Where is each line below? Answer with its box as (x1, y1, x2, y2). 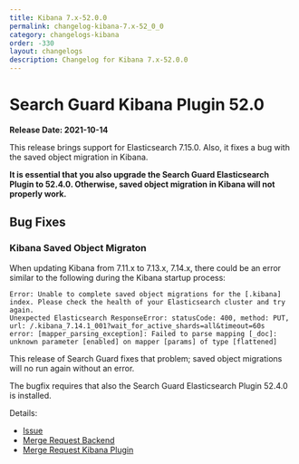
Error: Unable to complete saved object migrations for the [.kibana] (9, 289, 282, 299)
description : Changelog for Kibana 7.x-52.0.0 (9, 55, 188, 64)
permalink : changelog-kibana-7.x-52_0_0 (9, 22, 165, 31)
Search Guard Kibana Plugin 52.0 (9, 94, 265, 115)
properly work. (9, 188, 67, 199)
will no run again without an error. (9, 362, 135, 373)
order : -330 (9, 38, 54, 48)
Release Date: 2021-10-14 (9, 124, 109, 135)
